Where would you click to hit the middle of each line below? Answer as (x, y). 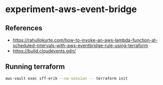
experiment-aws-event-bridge (71, 9)
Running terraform (35, 67)
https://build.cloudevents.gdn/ (44, 51)
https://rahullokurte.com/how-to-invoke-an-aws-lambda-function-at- (85, 40)
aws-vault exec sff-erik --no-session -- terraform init (67, 78)
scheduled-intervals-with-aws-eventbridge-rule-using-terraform (80, 46)
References (24, 28)
